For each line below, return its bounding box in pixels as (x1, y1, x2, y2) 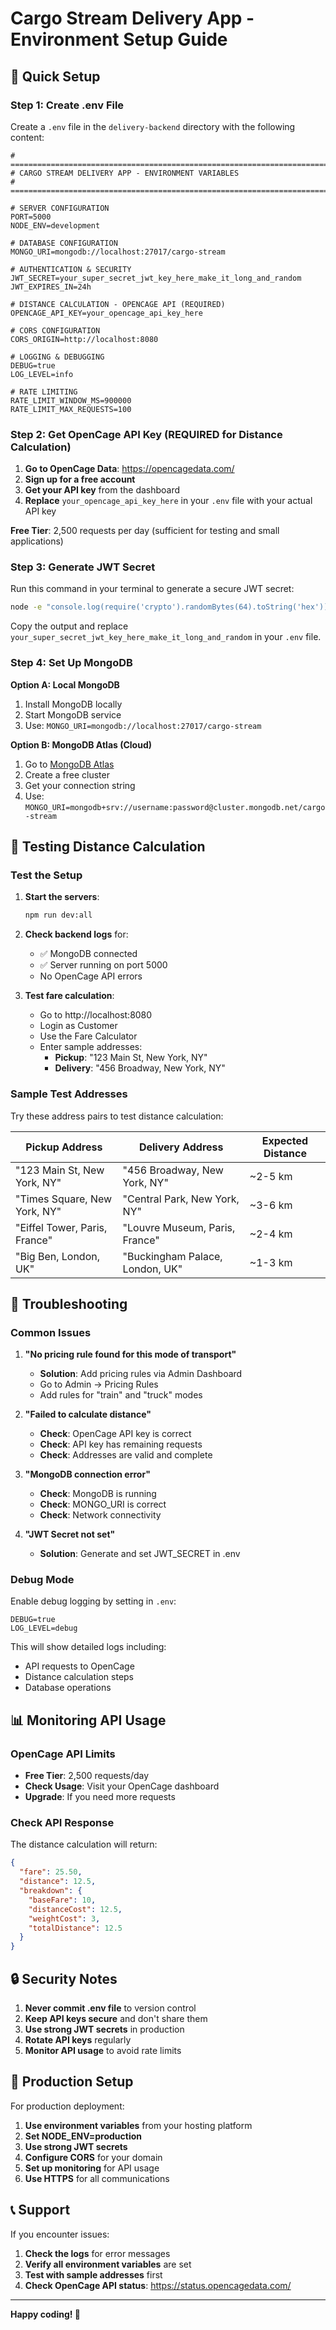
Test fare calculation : (24, 990, 115, 1002)
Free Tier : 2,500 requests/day (24, 1770, 150, 1782)
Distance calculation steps (24, 1671, 135, 1683)
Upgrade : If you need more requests (24, 1791, 176, 1803)
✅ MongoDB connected (39, 948, 138, 960)
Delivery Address (138, 1140, 224, 1154)
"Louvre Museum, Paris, (122, 1220, 236, 1234)
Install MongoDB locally (24, 698, 123, 710)
